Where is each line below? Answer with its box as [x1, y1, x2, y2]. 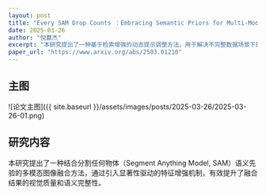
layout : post [8, 11, 51, 20]
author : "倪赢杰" [8, 33, 62, 42]
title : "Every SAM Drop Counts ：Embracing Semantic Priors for [8, 19, 224, 27]
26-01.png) [8, 111, 45, 120]
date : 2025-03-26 [8, 26, 66, 34]
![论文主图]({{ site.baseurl [8, 102, 92, 111]
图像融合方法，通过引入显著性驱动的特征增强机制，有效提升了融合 [42, 167, 258, 178]
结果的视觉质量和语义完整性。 [8, 178, 105, 187]
